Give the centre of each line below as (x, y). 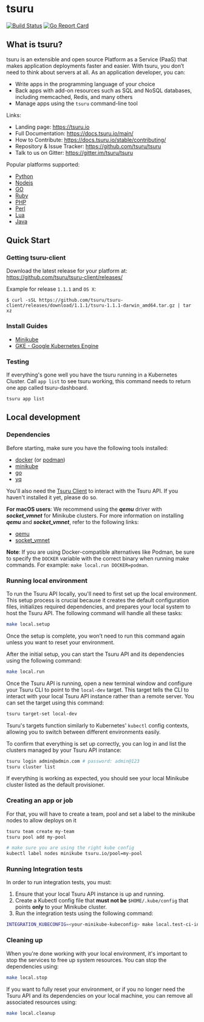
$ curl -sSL (21, 300)
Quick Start (28, 241)
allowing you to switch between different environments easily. (83, 732)
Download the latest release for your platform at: (67, 271)
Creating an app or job (40, 800)
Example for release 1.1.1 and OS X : (51, 289)
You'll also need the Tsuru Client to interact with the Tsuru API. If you (92, 491)
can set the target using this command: (55, 703)
